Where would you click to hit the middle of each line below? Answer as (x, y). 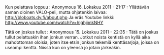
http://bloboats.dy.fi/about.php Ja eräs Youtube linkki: (60, 17)
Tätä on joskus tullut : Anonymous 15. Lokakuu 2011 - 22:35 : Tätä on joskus (82, 32)
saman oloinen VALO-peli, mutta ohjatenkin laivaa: (56, 12)
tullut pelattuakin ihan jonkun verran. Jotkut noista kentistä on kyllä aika (78, 37)
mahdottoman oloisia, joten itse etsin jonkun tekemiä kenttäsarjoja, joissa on (82, 42)
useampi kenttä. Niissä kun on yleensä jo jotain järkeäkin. (63, 47)
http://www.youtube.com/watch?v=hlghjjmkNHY (54, 22)
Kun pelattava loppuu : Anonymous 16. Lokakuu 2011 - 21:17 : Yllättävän (77, 7)
